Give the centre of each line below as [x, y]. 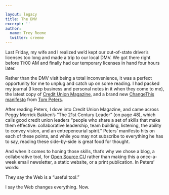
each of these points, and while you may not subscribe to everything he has [84, 136]
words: [12, 167]
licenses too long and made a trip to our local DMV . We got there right [78, 58]
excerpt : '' [18, 24]
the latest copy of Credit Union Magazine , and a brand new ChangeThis [80, 94]
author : [13, 28]
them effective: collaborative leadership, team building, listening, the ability [83, 125]
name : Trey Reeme [28, 33]
